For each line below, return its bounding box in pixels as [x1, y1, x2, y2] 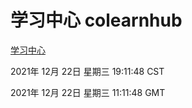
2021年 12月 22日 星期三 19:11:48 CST [10, 65, 165, 77]
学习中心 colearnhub [10, 9, 183, 32]
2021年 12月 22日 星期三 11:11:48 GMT [10, 86, 166, 98]
